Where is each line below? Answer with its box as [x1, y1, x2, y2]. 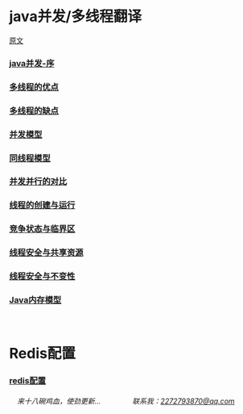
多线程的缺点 [9, 105, 60, 116]
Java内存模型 [9, 295, 62, 306]
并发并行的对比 [9, 176, 68, 187]
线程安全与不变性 [9, 271, 76, 282]
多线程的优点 [9, 82, 60, 93]
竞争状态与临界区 [9, 224, 76, 235]
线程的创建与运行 [9, 199, 76, 211]
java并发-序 [9, 57, 55, 69]
